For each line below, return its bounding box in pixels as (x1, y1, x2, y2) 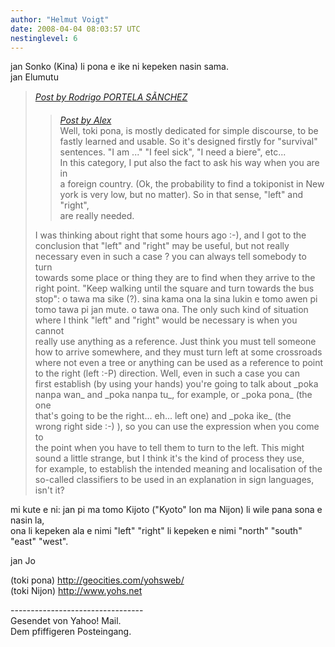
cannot (34, 325, 65, 337)
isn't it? (34, 484, 65, 496)
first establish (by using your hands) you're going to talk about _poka (34, 378, 319, 390)
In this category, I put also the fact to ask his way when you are (59, 157, 320, 169)
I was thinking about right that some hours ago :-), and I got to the (34, 229, 307, 241)
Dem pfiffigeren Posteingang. (10, 626, 132, 638)
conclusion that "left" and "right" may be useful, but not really (34, 240, 290, 252)
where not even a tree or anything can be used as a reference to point (34, 357, 324, 369)
